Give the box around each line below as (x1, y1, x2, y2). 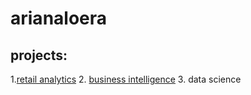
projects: (10, 47, 68, 64)
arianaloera (10, 7, 108, 30)
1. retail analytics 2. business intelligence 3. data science (10, 73, 242, 85)
